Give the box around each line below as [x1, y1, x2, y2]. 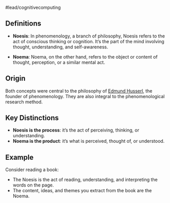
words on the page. [12, 182, 54, 188]
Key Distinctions [5, 114, 59, 122]
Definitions [5, 19, 41, 28]
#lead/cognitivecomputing [5, 5, 61, 10]
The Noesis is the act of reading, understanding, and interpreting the [12, 177, 158, 183]
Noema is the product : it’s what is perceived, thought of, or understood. [12, 138, 165, 144]
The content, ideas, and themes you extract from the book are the [12, 188, 152, 194]
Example [5, 153, 34, 161]
